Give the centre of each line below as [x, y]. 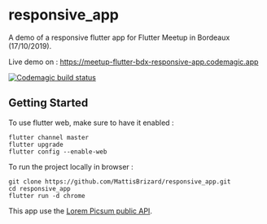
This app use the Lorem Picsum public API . [81, 211]
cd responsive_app [39, 188]
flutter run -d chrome [47, 196]
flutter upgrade [36, 144]
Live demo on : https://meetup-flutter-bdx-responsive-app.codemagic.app [133, 62]
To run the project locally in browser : [71, 166]
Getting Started [48, 103]
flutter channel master [49, 137]
